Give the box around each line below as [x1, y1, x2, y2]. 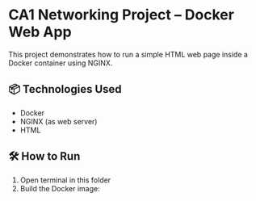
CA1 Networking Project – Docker [8, 6, 234, 24]
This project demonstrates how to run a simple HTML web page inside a [8, 49, 249, 59]
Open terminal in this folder [19, 175, 111, 185]
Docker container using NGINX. [8, 58, 113, 68]
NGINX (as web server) [19, 116, 98, 126]
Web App [8, 23, 72, 41]
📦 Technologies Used [8, 82, 123, 96]
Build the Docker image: [19, 183, 101, 193]
